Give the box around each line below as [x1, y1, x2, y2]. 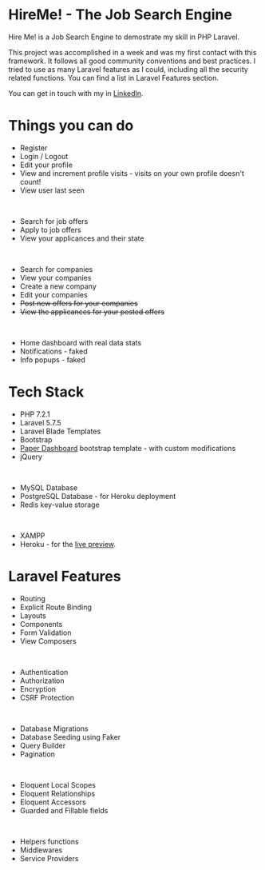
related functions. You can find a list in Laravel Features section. [8, 73, 220, 82]
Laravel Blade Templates [19, 426, 101, 436]
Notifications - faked [19, 346, 88, 356]
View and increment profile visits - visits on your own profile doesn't [19, 168, 245, 178]
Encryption [19, 684, 57, 693]
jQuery [19, 452, 42, 461]
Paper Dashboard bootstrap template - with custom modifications [19, 443, 236, 453]
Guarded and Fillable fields [19, 805, 109, 815]
